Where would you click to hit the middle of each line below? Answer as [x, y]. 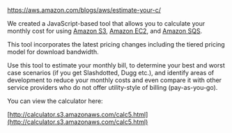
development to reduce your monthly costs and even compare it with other [114, 80]
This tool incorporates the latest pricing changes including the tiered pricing [116, 44]
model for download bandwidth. [53, 52]
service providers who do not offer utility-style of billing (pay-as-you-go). [113, 87]
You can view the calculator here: [55, 101]
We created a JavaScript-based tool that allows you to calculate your [106, 23]
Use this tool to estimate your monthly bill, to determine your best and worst [116, 65]
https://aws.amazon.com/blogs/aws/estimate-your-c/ [84, 10]
